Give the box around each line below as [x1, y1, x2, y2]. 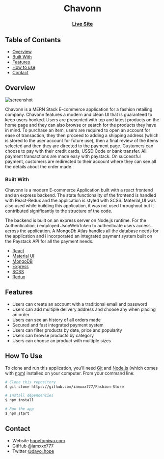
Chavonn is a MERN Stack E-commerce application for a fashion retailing [5, 106, 153, 112]
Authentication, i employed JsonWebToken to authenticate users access [5, 223, 151, 229]
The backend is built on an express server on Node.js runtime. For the [5, 217, 146, 223]
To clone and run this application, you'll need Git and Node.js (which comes [5, 365, 158, 371]
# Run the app [5, 406, 34, 411]
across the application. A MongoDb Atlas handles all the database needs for [5, 228, 159, 234]
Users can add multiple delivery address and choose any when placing [12, 306, 156, 312]
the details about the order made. [5, 163, 73, 169]
